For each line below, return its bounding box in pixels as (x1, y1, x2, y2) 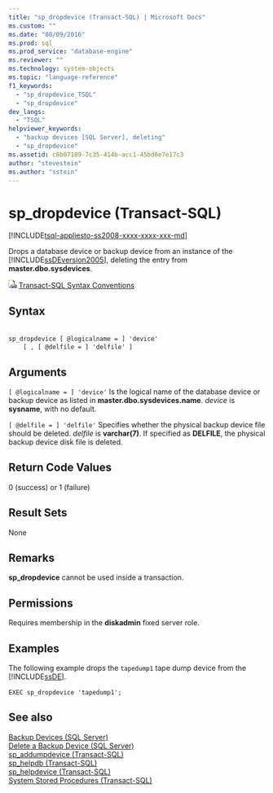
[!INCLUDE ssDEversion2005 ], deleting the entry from (8, 255, 188, 265)
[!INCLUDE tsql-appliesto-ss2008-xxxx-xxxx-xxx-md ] (8, 230, 187, 240)
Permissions (8, 596, 73, 610)
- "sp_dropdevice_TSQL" (15, 90, 96, 99)
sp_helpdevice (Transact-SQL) (8, 766, 112, 777)
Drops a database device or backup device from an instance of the (8, 247, 233, 256)
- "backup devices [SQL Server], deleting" (15, 134, 165, 142)
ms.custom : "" (8, 21, 57, 30)
